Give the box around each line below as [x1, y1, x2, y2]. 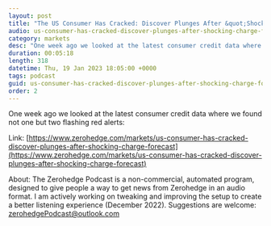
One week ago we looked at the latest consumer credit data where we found [8, 109, 262, 119]
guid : [8, 79, 27, 87]
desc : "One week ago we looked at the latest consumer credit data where [8, 42, 262, 50]
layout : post [8, 11, 52, 20]
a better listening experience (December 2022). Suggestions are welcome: [8, 200, 256, 210]
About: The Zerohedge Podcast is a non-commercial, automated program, [8, 174, 255, 184]
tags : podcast [8, 72, 56, 80]
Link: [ [8, 133, 30, 143]
